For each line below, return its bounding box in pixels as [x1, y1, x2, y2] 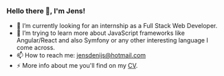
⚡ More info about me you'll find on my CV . [16, 62, 138, 70]
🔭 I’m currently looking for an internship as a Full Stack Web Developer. [16, 22, 218, 30]
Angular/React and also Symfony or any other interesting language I [16, 36, 209, 45]
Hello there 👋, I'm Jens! [6, 6, 86, 16]
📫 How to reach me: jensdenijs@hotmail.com [16, 51, 146, 60]
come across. [16, 44, 56, 52]
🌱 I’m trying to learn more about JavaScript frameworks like [16, 29, 185, 37]
